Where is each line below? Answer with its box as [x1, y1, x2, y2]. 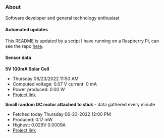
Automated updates [5, 26, 48, 32]
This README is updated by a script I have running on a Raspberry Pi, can [5, 38, 159, 44]
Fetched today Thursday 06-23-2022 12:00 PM [12, 111, 111, 117]
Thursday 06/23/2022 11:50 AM [12, 76, 79, 82]
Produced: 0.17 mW [12, 116, 53, 122]
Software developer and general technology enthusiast [5, 15, 120, 21]
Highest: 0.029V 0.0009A [12, 122, 66, 128]
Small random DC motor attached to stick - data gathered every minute [5, 101, 155, 107]
